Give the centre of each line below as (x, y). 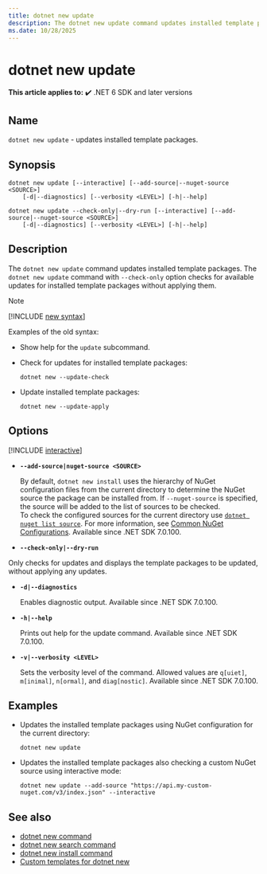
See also (30, 817)
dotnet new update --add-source (73, 786)
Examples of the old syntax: (54, 331)
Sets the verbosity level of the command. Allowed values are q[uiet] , (133, 672)
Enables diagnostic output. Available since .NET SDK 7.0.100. (119, 602)
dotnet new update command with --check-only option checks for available (131, 276)
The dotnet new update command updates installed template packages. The (132, 268)
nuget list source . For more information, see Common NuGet (122, 523)
